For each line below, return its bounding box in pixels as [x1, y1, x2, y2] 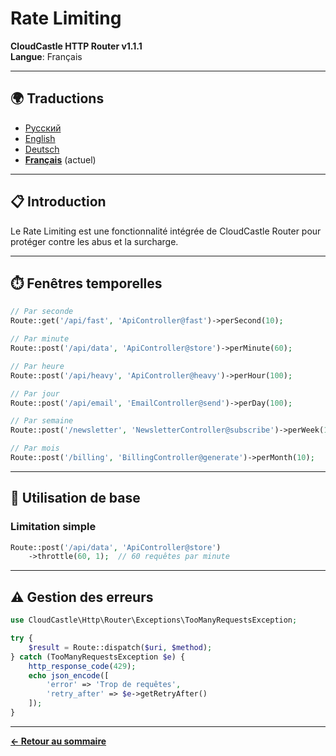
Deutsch [24, 143, 60, 155]
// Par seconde [10, 307, 74, 317]
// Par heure [10, 361, 65, 371]
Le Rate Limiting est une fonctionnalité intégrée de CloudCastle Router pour [10, 225, 322, 237]
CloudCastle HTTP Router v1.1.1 [10, 40, 143, 52]
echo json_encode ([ [28, 670, 110, 681]
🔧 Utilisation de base [10, 490, 141, 507]
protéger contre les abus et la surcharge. [10, 235, 179, 247]
